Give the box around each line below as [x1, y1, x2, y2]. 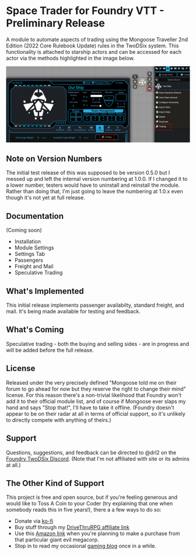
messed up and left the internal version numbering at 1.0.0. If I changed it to [6, 176, 188, 183]
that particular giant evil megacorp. [14, 536, 99, 543]
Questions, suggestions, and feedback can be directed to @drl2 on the [6, 449, 177, 456]
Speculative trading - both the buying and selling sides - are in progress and [6, 340, 190, 347]
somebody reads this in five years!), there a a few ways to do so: [6, 506, 162, 513]
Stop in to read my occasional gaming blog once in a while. [14, 543, 156, 550]
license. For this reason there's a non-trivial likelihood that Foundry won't [6, 391, 182, 399]
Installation [14, 238, 41, 245]
